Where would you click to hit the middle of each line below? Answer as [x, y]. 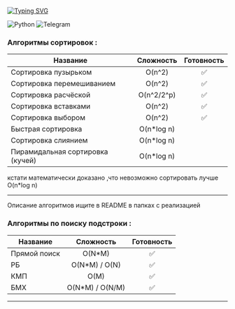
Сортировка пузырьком [51, 72]
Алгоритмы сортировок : [52, 42]
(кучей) [24, 161]
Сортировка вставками [51, 106]
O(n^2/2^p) [157, 95]
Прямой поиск [36, 253]
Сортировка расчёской [51, 95]
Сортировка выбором [48, 117]
